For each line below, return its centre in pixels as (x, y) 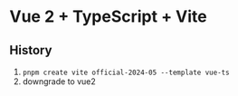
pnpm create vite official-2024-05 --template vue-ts (126, 72)
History (31, 50)
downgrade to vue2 (59, 82)
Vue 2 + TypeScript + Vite (108, 17)
